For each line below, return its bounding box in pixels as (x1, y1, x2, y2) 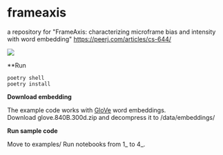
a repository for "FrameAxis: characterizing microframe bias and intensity (7, 28, 216, 36)
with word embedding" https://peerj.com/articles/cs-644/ (7, 34, 171, 43)
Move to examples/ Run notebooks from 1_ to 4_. (7, 140, 146, 148)
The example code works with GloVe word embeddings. (7, 105, 166, 114)
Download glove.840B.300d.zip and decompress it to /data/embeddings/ (7, 113, 215, 121)
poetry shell (7, 74, 45, 81)
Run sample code (7, 126, 58, 135)
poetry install (7, 81, 51, 87)
